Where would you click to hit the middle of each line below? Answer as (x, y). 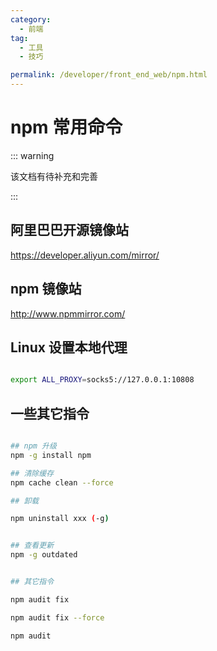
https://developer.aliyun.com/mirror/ (85, 255)
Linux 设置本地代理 (69, 347)
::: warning (32, 155)
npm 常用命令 (66, 127)
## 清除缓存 (32, 473)
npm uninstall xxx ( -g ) (60, 519)
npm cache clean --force (62, 482)
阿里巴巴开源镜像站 (69, 230)
